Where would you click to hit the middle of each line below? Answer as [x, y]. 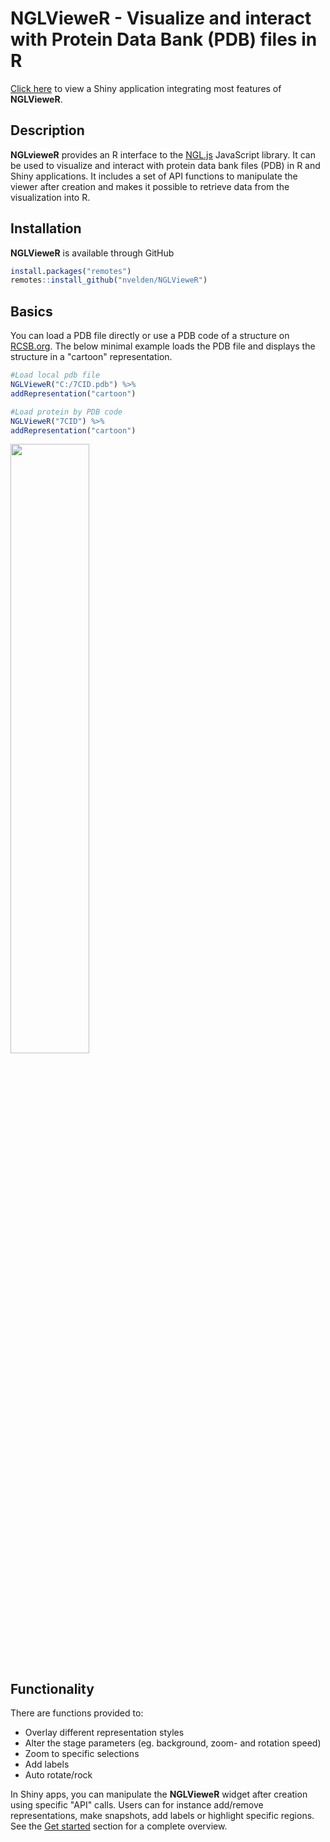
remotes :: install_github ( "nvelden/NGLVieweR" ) [109, 280]
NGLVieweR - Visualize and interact [161, 18]
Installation [46, 228]
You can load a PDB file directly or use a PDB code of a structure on [150, 336]
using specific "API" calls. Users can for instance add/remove [137, 1805]
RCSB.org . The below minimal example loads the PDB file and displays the [163, 346]
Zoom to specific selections [82, 1754]
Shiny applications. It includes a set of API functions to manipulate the [154, 176]
